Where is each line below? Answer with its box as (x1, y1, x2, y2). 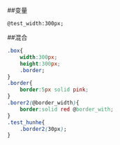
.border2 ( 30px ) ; (20, 125, 68, 132)
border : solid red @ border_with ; (20, 106, 114, 113)
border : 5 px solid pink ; (20, 86, 89, 93)
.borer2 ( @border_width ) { (7, 99, 80, 106)
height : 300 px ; (20, 60, 61, 67)
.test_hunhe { (7, 118, 45, 126)
